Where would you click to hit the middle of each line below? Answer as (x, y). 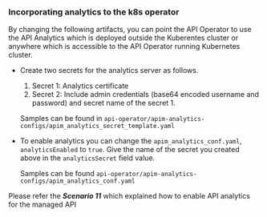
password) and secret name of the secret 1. (104, 103)
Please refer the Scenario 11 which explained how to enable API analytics (129, 196)
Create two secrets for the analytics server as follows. (109, 70)
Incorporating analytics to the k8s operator (94, 12)
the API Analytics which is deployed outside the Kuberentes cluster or (123, 38)
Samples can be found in (61, 119)
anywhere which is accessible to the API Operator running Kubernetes (124, 46)
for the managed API (42, 205)
